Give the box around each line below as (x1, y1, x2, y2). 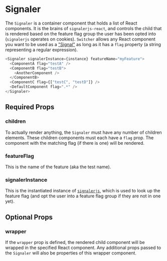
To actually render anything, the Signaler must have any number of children (5, 129, 162, 135)
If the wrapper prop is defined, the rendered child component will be (5, 239, 145, 245)
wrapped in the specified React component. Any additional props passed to (5, 244, 161, 250)
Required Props (5, 103, 55, 111)
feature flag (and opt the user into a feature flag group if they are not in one (5, 193, 161, 199)
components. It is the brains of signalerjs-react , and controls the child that (5, 25, 162, 31)
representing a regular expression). (5, 47, 78, 53)
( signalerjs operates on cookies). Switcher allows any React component (5, 36, 155, 42)
